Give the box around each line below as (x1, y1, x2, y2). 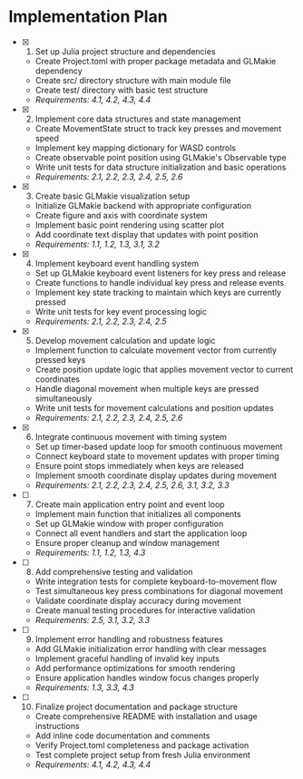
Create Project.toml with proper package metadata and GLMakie (34, 55, 277, 66)
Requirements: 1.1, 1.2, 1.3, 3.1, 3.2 (34, 239, 160, 249)
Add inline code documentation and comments (34, 730, 210, 741)
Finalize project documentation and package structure (34, 701, 238, 712)
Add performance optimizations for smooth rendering (34, 662, 236, 673)
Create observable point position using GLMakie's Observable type (34, 151, 287, 162)
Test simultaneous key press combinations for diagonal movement (34, 585, 283, 596)
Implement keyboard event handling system (34, 258, 200, 268)
